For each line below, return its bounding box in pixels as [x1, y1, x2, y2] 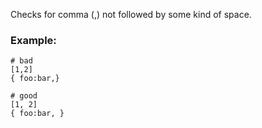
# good [10, 91, 38, 101]
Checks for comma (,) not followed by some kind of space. [10, 9, 252, 20]
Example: [10, 33, 57, 47]
